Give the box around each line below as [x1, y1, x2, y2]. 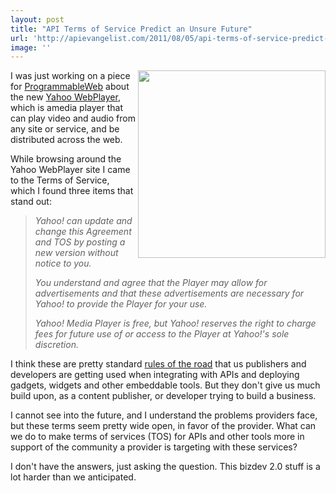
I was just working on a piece [10, 70, 131, 82]
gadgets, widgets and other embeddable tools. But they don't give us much [10, 379, 321, 391]
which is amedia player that [10, 102, 123, 114]
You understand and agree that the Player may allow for [34, 277, 268, 289]
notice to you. [34, 257, 92, 270]
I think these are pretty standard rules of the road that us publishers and [10, 358, 307, 370]
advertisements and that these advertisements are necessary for [34, 287, 305, 300]
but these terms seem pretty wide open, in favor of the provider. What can [10, 420, 317, 432]
